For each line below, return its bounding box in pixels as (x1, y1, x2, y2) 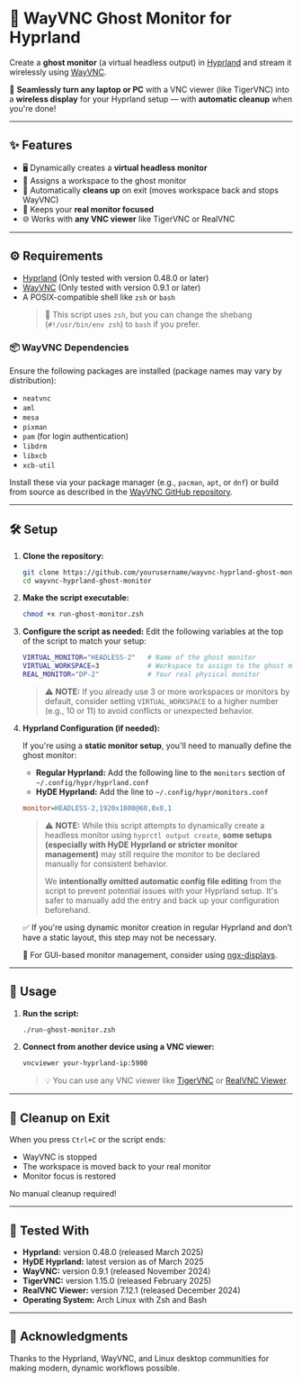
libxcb (22, 451, 48, 460)
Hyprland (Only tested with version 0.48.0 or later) (22, 272, 209, 283)
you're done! (9, 103, 57, 113)
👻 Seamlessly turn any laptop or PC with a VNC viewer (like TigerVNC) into (9, 84, 289, 95)
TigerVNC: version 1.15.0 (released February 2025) (22, 1275, 212, 1286)
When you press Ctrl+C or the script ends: (9, 1134, 166, 1145)
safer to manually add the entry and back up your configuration (44, 895, 280, 906)
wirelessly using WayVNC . (9, 67, 107, 77)
